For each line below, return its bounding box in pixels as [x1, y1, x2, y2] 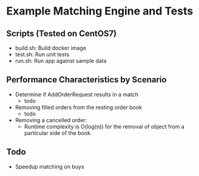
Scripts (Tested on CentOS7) [6, 28, 117, 39]
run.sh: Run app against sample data [15, 57, 107, 64]
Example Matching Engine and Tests [6, 4, 194, 18]
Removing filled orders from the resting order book [15, 103, 143, 111]
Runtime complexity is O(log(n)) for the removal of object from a [24, 123, 185, 130]
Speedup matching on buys [15, 163, 84, 170]
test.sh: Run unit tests [15, 51, 70, 58]
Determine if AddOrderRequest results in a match [15, 91, 138, 98]
